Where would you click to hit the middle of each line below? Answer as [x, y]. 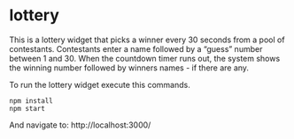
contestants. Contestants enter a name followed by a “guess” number [136, 48]
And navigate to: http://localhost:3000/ [80, 125]
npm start [27, 108]
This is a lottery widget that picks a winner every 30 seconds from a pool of [147, 40]
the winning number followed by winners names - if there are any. [129, 68]
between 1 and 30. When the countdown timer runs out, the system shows [145, 58]
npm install [31, 101]
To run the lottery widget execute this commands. [100, 84]
